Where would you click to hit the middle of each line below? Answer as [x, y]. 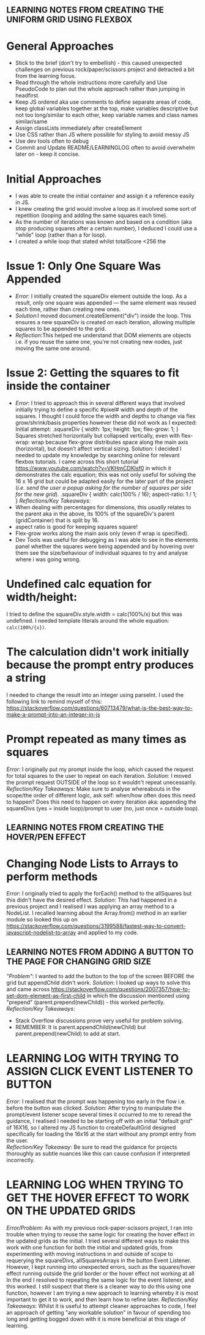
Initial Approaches [54, 179]
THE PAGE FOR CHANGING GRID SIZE [79, 961]
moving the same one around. [53, 348]
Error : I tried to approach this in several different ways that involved [100, 403]
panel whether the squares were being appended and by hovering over [105, 546]
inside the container [58, 386]
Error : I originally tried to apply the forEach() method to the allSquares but [99, 894]
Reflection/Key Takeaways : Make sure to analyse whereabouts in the [93, 789]
